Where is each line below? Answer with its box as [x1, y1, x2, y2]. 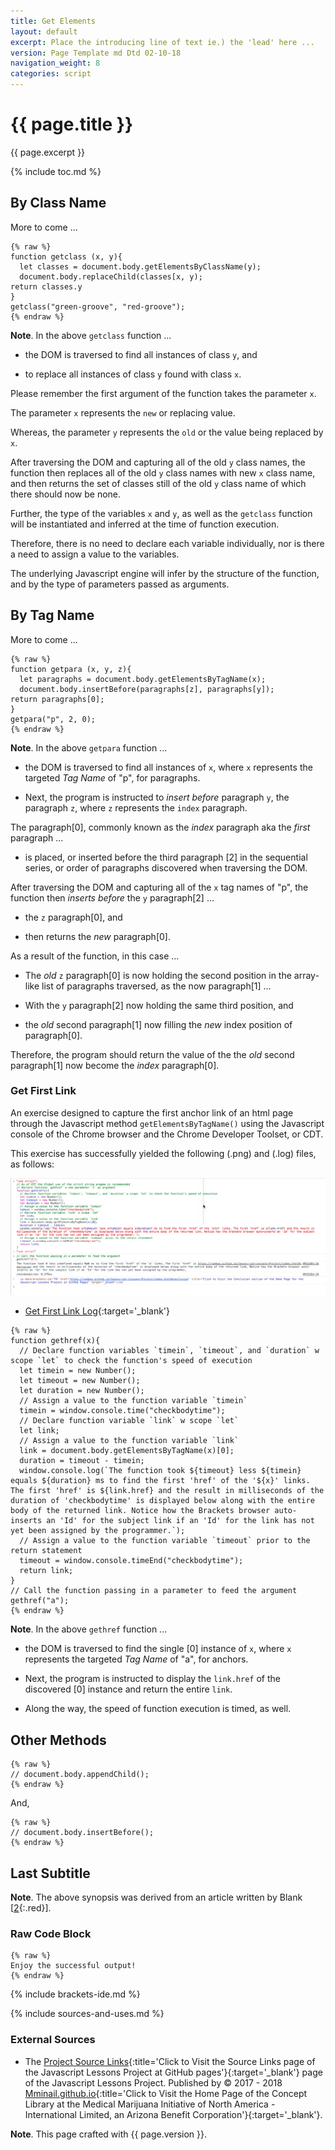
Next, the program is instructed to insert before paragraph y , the [24, 791, 290, 803]
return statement [10, 1546, 83, 1556]
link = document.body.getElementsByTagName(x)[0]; [19, 1446, 235, 1456]
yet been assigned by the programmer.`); [10, 1526, 186, 1536]
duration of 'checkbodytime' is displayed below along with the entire [10, 1496, 315, 1506]
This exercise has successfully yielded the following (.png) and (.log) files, [10, 1147, 317, 1159]
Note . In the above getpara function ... [10, 741, 168, 754]
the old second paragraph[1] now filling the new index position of [24, 1018, 293, 1030]
